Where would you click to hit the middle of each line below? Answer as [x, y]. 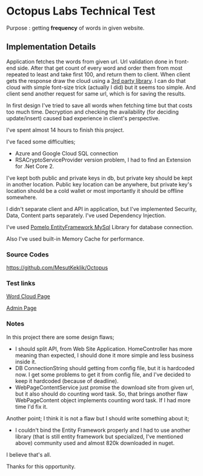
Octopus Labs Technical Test [81, 11]
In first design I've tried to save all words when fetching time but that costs [99, 105]
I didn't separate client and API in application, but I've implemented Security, [101, 209]
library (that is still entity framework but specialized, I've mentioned [99, 436]
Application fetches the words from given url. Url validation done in [90, 61]
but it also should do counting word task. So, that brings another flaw [101, 394]
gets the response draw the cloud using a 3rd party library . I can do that [96, 80]
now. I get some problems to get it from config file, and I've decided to [103, 374]
